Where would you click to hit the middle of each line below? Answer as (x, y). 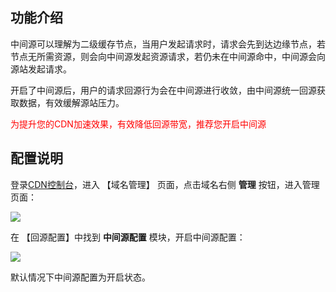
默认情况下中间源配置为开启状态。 (80, 277)
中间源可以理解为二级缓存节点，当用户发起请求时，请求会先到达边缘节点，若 (168, 44)
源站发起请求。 (41, 69)
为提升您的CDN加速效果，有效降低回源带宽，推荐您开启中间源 (138, 124)
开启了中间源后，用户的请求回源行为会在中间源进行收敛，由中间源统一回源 (163, 90)
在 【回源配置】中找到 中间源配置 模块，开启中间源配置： (128, 237)
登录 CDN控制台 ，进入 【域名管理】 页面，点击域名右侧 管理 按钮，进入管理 (165, 184)
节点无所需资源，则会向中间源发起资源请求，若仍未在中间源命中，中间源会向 (168, 56)
